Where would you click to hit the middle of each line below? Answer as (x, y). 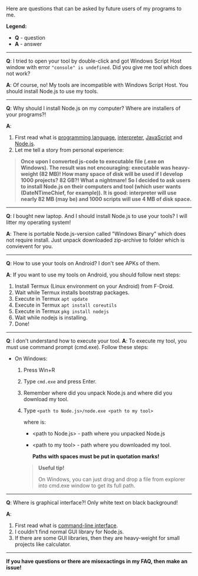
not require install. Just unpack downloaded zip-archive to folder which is (95, 240)
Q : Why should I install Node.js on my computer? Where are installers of (93, 108)
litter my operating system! (39, 222)
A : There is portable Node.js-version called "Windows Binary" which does (96, 234)
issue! (14, 567)
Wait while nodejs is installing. (51, 318)
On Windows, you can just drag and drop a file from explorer (112, 479)
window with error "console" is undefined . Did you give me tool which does (99, 67)
